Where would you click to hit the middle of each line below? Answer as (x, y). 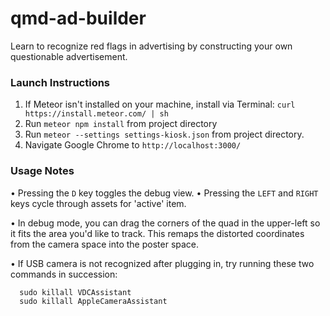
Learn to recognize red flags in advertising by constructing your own (151, 46)
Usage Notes (42, 171)
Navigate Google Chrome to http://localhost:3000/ (133, 145)
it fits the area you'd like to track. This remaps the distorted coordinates (157, 233)
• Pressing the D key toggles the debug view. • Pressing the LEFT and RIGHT (164, 193)
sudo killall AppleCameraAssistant (93, 301)
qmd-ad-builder (78, 18)
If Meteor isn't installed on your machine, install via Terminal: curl (160, 104)
